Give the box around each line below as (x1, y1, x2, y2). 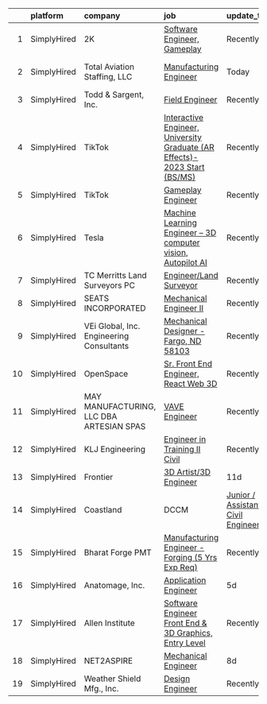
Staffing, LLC (83, 72, 133, 82)
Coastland (83, 505, 122, 515)
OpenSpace (83, 369, 129, 379)
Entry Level (164, 637, 206, 648)
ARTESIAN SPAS (83, 421, 146, 431)
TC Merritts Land (83, 270, 147, 280)
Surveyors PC (83, 280, 136, 291)
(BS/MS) (164, 172, 196, 182)
